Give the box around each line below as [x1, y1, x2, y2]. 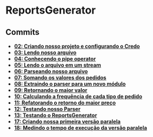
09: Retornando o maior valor [14, 87, 88, 93]
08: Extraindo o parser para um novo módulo [14, 80, 126, 87]
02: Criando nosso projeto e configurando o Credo [14, 43, 140, 50]
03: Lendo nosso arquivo [14, 49, 77, 56]
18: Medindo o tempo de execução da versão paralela [14, 125, 148, 131]
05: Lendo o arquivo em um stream [14, 61, 101, 68]
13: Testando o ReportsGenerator [14, 112, 98, 119]
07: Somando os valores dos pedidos [14, 74, 107, 81]
